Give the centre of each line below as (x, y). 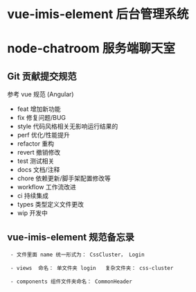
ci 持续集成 (33, 196)
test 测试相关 (36, 161)
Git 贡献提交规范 (42, 76)
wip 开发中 (33, 213)
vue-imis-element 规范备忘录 (71, 237)
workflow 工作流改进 (46, 187)
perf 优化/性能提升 (44, 135)
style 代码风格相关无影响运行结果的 (68, 126)
